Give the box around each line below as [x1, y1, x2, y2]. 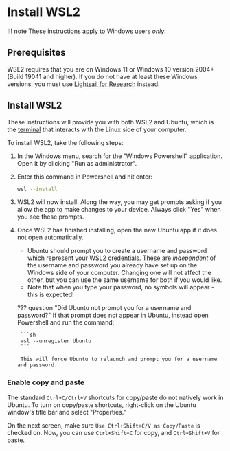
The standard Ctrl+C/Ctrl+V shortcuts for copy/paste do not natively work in [7, 393, 224, 401]
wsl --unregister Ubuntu [20, 338, 91, 344]
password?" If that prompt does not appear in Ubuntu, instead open [16, 311, 209, 320]
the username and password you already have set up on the [27, 261, 198, 269]
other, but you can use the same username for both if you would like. [27, 276, 222, 284]
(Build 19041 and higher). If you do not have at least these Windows [7, 72, 198, 80]
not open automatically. [16, 233, 84, 241]
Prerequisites [7, 47, 66, 58]
